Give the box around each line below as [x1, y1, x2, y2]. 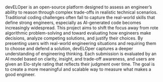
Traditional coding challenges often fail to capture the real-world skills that [5, 15, 155, 20]
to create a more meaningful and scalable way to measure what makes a [5, 66, 152, 72]
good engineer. [5, 72, 36, 77]
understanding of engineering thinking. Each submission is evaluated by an [5, 51, 157, 57]
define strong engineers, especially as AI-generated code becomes [5, 20, 141, 25]
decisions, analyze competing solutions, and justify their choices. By [5, 35, 143, 41]
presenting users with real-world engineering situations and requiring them [5, 41, 157, 46]
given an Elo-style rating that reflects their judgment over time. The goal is [5, 61, 155, 67]
